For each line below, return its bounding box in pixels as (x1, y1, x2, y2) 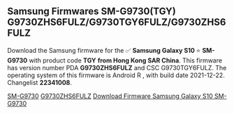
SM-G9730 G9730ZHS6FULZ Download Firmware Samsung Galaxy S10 (7, 92, 213, 100)
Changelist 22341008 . (7, 78, 72, 86)
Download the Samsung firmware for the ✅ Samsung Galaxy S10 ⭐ (7, 46, 201, 54)
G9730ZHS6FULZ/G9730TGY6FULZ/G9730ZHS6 (7, 17, 226, 28)
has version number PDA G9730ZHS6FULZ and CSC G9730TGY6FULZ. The (7, 63, 227, 72)
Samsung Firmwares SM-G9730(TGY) (7, 6, 176, 17)
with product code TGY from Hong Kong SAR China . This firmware (29, 56, 222, 65)
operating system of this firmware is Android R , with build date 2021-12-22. (7, 71, 225, 79)
